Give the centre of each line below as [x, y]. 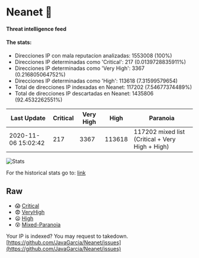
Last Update [28, 118]
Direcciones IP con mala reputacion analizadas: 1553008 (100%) [93, 55]
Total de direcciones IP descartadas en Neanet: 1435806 [84, 93]
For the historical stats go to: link [46, 173]
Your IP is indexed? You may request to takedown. [67, 236]
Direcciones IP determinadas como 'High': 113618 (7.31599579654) [96, 81]
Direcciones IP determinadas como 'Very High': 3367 [80, 68]
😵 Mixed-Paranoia [38, 224]
